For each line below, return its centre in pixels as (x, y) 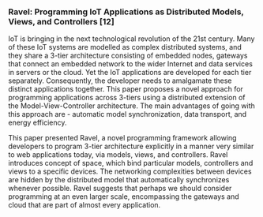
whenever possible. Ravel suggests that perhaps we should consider (120, 189)
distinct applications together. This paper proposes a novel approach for (126, 89)
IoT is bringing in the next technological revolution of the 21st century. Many (131, 39)
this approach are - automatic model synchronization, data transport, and (128, 114)
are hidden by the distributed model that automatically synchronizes (119, 180)
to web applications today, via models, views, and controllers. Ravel (118, 155)
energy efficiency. (38, 123)
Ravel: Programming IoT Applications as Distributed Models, (126, 12)
